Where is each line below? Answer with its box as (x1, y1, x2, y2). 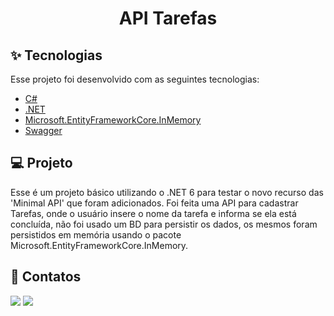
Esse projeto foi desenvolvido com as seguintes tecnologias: (10, 73, 260, 85)
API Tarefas (118, 7, 218, 30)
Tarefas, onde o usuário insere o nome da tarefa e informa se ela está (10, 207, 297, 219)
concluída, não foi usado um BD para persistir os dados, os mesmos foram (10, 218, 318, 230)
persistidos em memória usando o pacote (10, 228, 182, 241)
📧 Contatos (10, 268, 82, 286)
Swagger (24, 125, 63, 136)
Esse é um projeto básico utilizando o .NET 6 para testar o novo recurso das (10, 186, 324, 198)
